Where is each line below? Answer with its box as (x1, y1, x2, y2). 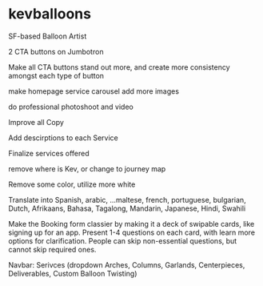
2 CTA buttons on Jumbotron (8, 46, 104, 56)
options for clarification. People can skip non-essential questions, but (8, 236, 237, 245)
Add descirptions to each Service (8, 133, 118, 143)
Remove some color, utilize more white (8, 179, 136, 189)
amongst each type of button (8, 70, 105, 80)
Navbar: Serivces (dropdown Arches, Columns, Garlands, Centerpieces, (8, 260, 245, 269)
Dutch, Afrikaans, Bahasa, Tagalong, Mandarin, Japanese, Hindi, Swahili (8, 203, 246, 213)
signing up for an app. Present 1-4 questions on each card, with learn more (8, 228, 256, 237)
